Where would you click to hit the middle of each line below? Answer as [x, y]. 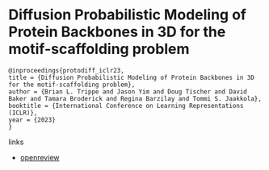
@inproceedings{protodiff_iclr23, [67, 70]
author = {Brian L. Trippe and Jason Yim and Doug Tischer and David [128, 91]
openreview [40, 157]
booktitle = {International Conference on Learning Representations [126, 106]
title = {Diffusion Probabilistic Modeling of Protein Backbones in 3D [131, 77]
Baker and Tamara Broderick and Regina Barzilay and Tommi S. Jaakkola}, [135, 98]
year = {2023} [32, 120]
